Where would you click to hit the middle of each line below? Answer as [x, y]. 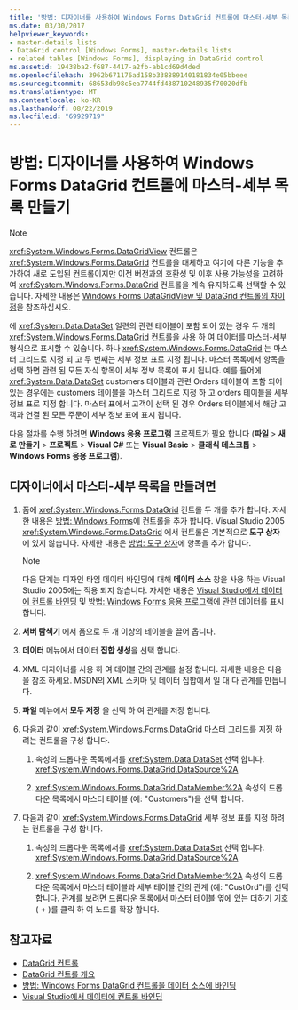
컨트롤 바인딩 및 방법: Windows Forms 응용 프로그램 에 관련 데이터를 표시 [158, 601]
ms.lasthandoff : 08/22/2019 [61, 108]
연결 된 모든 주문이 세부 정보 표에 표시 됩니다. [103, 415]
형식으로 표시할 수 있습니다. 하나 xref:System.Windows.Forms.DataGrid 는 [141, 349]
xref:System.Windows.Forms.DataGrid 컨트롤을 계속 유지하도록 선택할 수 [147, 285]
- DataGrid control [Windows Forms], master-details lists [121, 51]
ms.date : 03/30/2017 [47, 26]
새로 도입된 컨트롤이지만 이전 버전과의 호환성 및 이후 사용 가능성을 [146, 274]
